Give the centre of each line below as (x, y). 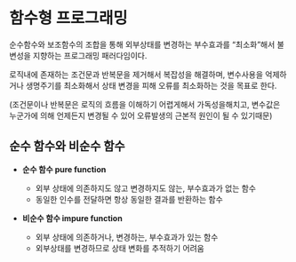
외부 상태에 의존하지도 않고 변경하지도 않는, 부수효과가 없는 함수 (145, 188)
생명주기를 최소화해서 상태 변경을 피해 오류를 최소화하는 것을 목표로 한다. (151, 85)
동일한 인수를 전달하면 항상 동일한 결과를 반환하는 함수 (129, 199)
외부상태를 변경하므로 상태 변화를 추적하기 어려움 (120, 248)
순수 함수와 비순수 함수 (68, 146)
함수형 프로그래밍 (68, 18)
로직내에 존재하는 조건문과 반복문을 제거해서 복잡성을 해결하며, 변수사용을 (136, 74)
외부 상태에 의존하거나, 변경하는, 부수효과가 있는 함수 (127, 237)
